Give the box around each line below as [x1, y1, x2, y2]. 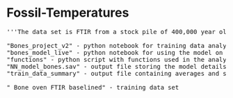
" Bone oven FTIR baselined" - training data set [6, 83, 179, 91]
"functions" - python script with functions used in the [6, 56, 205, 63]
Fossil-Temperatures [6, 5, 129, 21]
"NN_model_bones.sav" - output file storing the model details [6, 63, 227, 70]
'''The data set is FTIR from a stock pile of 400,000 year [6, 28, 216, 35]
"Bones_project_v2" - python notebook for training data [6, 42, 205, 49]
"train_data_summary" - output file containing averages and [6, 70, 220, 77]
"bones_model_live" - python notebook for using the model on [6, 49, 223, 56]
